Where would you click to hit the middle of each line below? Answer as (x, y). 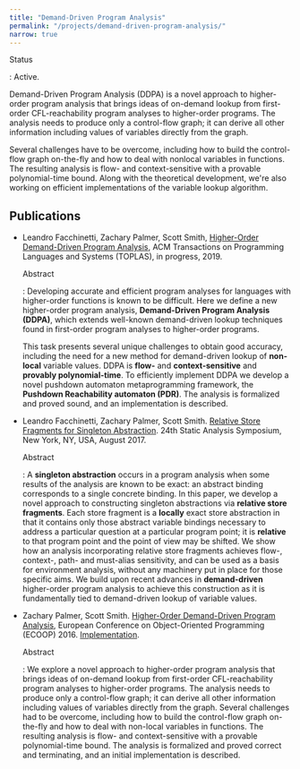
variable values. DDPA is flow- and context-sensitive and (150, 366)
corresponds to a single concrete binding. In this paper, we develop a (150, 494)
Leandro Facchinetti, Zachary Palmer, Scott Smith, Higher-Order (141, 237)
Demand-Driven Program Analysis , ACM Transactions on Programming (153, 247)
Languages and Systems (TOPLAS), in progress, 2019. (122, 257)
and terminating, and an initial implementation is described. (131, 755)
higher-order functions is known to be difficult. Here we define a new (150, 301)
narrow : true (34, 34)
